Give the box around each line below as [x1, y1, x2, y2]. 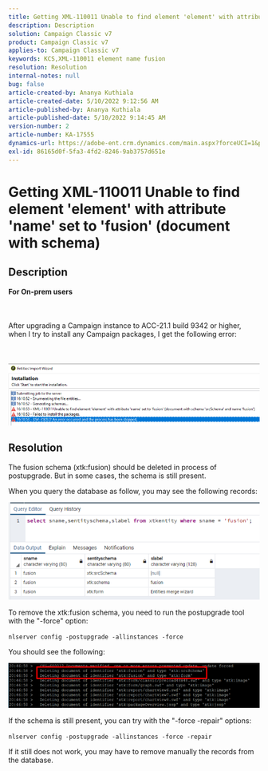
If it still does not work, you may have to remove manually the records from [8, 746, 254, 756]
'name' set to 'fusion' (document [8, 216, 231, 235]
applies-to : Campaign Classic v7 [8, 46, 120, 55]
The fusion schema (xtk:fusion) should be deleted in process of [8, 462, 217, 472]
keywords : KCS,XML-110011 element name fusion [8, 55, 166, 63]
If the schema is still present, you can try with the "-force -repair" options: [8, 715, 252, 726]
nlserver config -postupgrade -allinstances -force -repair [8, 733, 213, 741]
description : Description [8, 21, 94, 30]
